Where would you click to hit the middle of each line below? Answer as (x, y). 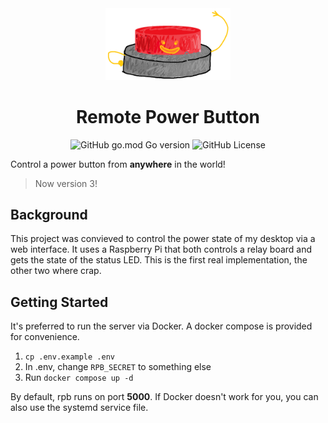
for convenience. (45, 337)
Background (49, 215)
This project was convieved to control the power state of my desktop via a (163, 239)
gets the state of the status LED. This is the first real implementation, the (159, 260)
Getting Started (59, 302)
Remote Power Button (168, 116)
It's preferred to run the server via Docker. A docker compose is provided (161, 326)
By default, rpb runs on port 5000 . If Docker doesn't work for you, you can (164, 397)
